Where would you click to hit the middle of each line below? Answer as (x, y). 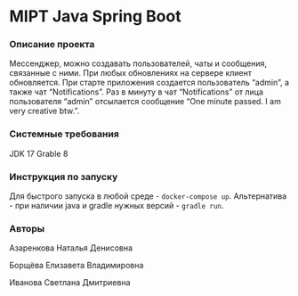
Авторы (27, 229)
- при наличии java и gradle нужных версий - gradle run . (117, 206)
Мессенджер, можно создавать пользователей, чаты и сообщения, (138, 63)
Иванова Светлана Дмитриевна (70, 283)
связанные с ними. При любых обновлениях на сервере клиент (130, 73)
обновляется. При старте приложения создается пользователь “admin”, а (149, 83)
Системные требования (64, 134)
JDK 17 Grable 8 (39, 153)
